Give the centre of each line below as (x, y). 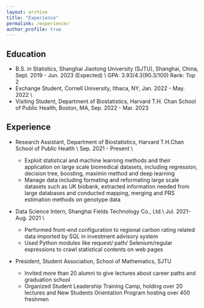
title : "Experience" (33, 18)
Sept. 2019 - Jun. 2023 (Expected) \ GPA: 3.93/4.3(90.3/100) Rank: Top (105, 75)
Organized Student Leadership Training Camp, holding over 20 (104, 286)
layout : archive (27, 12)
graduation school (47, 279)
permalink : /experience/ (38, 23)
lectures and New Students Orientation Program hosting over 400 (107, 293)
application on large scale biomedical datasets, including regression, (111, 167)
